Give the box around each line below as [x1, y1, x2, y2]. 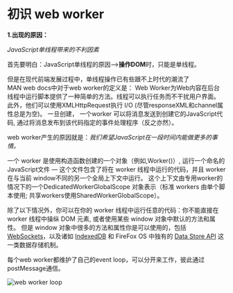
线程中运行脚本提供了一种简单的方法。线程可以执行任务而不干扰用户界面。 [7, 92, 220, 101]
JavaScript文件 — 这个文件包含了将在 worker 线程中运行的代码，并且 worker [7, 165, 226, 174]
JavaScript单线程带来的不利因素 [7, 45, 99, 53]
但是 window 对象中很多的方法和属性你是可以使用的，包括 [20, 223, 187, 231]
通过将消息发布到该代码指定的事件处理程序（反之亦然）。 [16, 118, 178, 126]
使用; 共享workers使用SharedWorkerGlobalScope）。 [12, 191, 164, 199]
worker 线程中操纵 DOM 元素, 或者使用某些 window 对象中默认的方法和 [7, 215, 210, 223]
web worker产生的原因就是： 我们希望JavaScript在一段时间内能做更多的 [7, 133, 212, 141]
